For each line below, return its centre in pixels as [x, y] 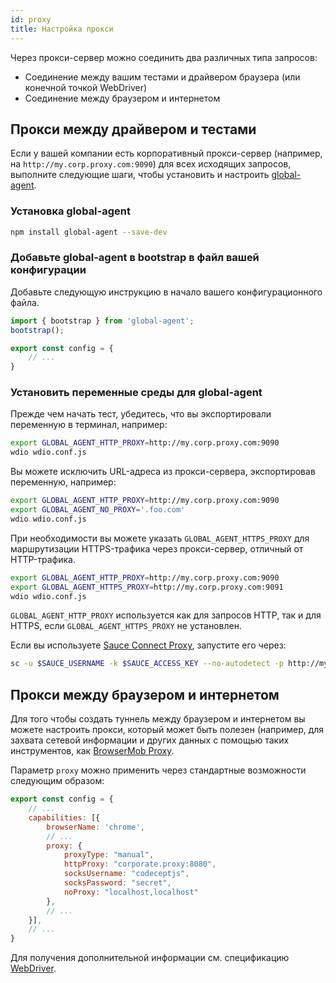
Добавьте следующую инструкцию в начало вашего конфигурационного [166, 292]
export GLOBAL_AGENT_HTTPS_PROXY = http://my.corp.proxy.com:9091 [147, 587]
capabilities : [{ [64, 817]
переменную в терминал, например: [89, 425]
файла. [25, 302]
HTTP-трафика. [43, 559]
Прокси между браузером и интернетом [145, 694]
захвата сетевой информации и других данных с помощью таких [150, 740]
